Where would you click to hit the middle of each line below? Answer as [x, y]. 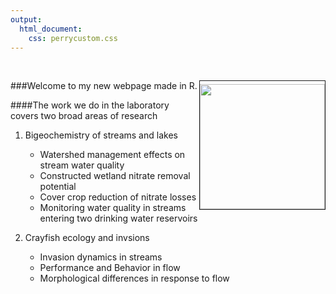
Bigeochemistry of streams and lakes [101, 135]
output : [26, 19]
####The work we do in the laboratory [90, 105]
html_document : [51, 29]
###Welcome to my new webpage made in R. [104, 86]
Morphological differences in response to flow [134, 278]
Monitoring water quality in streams [113, 208]
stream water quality [82, 165]
